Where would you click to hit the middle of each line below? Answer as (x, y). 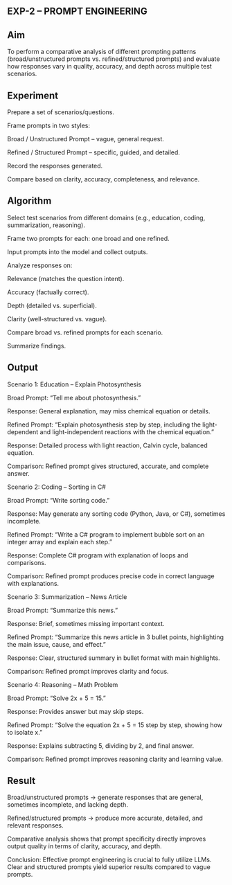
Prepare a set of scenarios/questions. (61, 112)
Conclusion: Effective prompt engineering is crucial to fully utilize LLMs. (109, 860)
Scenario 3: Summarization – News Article (67, 597)
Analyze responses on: (40, 265)
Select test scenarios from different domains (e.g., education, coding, (106, 217)
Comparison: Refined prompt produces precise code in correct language (111, 576)
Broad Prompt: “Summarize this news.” (63, 610)
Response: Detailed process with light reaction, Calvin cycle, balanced (107, 445)
